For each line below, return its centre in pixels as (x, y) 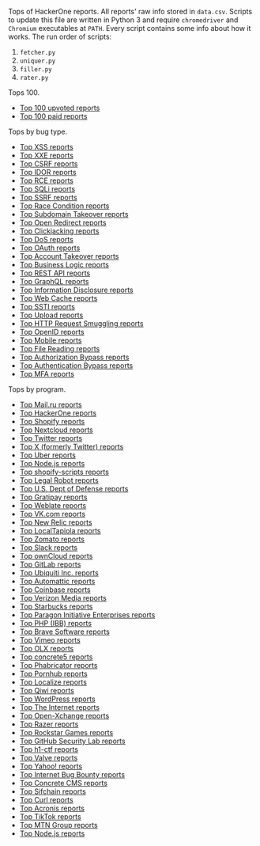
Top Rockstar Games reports (66, 732)
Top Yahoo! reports (51, 766)
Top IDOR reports (48, 172)
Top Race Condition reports (64, 206)
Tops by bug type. (38, 131)
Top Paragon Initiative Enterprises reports (87, 615)
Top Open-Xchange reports (64, 716)
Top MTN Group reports (58, 825)
